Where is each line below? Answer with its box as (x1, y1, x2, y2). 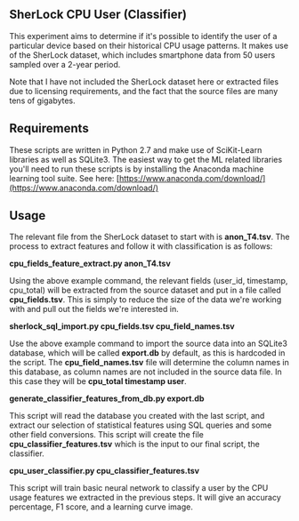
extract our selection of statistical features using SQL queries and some (9, 420, 272, 430)
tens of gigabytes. (9, 95, 76, 106)
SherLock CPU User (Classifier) (9, 7, 187, 22)
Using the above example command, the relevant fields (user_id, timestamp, (9, 276, 288, 286)
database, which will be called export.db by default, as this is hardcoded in (9, 348, 286, 358)
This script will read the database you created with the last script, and (9, 411, 265, 421)
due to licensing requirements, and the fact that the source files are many (9, 85, 279, 96)
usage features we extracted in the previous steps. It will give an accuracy (9, 493, 282, 503)
